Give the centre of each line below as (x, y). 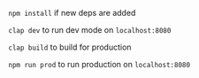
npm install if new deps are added (72, 13)
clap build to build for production (70, 47)
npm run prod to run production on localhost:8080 (99, 64)
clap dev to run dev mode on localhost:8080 (90, 30)
